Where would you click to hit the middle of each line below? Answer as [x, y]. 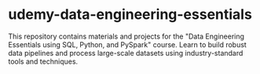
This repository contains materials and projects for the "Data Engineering [126, 36]
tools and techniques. [43, 61]
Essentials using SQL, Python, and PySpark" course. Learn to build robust [128, 44]
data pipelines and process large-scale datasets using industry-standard [126, 53]
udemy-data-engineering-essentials [130, 15]
